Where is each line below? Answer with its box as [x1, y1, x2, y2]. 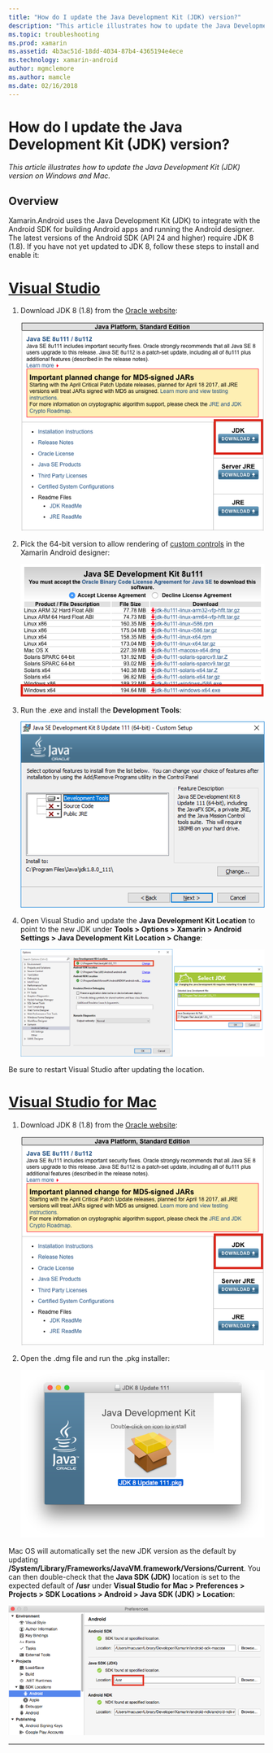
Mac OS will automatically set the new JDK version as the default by [8, 1546, 237, 1556]
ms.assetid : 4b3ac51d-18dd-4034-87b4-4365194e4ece [8, 47, 184, 56]
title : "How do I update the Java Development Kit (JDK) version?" [8, 13, 242, 21]
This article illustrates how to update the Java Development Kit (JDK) [8, 162, 241, 172]
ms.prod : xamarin [8, 39, 67, 47]
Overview [8, 194, 59, 207]
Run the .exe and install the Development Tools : [19, 705, 182, 715]
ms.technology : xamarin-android [8, 56, 118, 64]
